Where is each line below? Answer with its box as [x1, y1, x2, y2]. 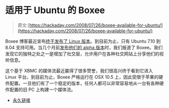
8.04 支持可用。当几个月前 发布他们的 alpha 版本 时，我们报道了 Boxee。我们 [5, 44, 163, 50]
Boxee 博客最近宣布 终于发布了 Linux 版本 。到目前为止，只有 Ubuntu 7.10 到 [5, 38, 161, 44]
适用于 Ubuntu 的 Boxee [5, 5, 105, 16]
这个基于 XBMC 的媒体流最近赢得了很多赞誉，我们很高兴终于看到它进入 [5, 67, 153, 73]
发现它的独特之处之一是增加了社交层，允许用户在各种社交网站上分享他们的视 [5, 51, 164, 57]
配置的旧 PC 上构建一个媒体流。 [9, 86, 76, 92]
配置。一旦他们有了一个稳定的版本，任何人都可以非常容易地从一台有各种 [9, 80, 159, 86]
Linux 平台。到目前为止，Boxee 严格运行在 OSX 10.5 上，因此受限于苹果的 [5, 74, 159, 80]
